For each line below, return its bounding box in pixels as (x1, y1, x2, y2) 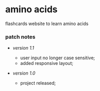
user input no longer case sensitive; (20, 55, 95, 61)
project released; (20, 80, 56, 86)
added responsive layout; (20, 60, 74, 66)
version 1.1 (12, 45, 35, 51)
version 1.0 (12, 70, 36, 76)
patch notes (5, 33, 36, 40)
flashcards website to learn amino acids (5, 20, 89, 27)
